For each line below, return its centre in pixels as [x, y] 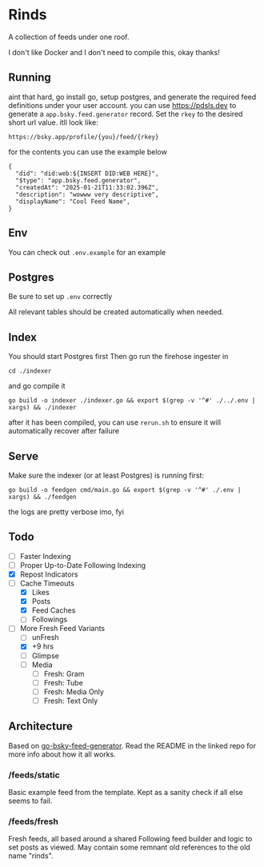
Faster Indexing [46, 556]
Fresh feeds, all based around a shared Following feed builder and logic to [130, 839]
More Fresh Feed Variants [62, 629]
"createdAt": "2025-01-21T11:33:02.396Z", [87, 187]
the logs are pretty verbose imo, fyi [66, 512]
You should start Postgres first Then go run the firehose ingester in [118, 357]
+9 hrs [43, 646]
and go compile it [37, 386]
